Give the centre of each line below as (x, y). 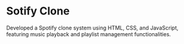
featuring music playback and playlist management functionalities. (89, 34)
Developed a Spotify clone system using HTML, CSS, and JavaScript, (92, 28)
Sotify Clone (38, 11)
